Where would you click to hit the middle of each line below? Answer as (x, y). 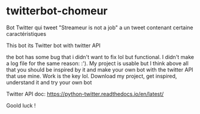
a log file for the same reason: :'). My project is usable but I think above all (97, 63)
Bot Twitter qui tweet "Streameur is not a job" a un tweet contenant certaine (100, 27)
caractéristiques (26, 33)
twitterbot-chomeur (57, 11)
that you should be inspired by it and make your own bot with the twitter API (100, 69)
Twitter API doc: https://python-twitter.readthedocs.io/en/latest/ (85, 94)
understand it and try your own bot (49, 82)
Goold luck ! (21, 105)
